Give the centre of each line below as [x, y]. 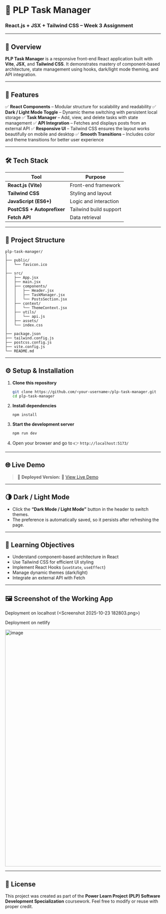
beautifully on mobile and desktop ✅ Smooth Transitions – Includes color [80, 134]
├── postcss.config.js [28, 342]
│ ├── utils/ [21, 312]
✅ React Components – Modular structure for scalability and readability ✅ [81, 107]
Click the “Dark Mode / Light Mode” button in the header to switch [81, 509]
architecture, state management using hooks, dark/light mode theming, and [82, 69]
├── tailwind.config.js [30, 338]
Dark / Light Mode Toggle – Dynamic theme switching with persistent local [81, 112]
